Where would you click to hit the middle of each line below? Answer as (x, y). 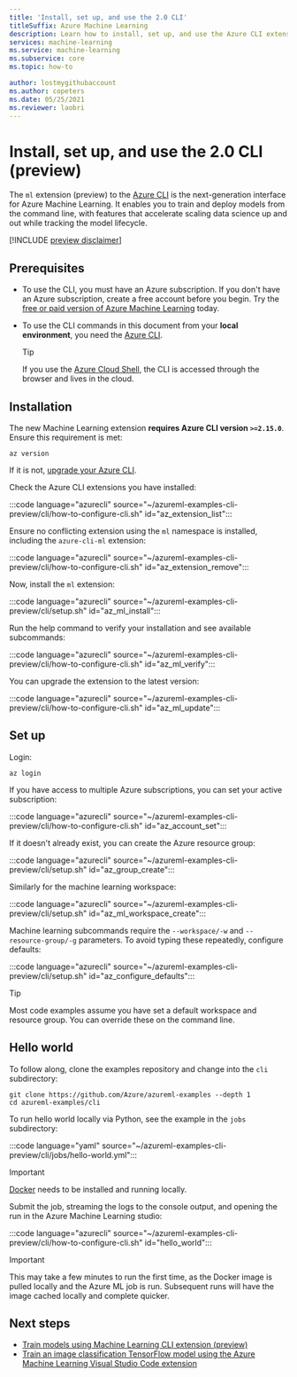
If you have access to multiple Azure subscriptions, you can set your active (146, 789)
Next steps (40, 1323)
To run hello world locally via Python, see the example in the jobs (128, 1119)
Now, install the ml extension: (62, 584)
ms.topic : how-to (41, 67)
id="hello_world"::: (178, 1242)
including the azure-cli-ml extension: (78, 540)
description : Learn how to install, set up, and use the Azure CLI (136, 34)
